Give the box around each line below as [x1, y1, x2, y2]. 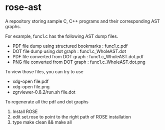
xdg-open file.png [12, 83, 50, 89]
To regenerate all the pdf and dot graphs [5, 98, 89, 104]
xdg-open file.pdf [12, 78, 49, 84]
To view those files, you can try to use [5, 68, 83, 74]
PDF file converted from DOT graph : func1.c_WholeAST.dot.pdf [12, 53, 144, 59]
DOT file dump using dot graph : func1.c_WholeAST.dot [12, 48, 126, 54]
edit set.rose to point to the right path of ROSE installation [12, 113, 131, 119]
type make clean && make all [12, 119, 72, 125]
